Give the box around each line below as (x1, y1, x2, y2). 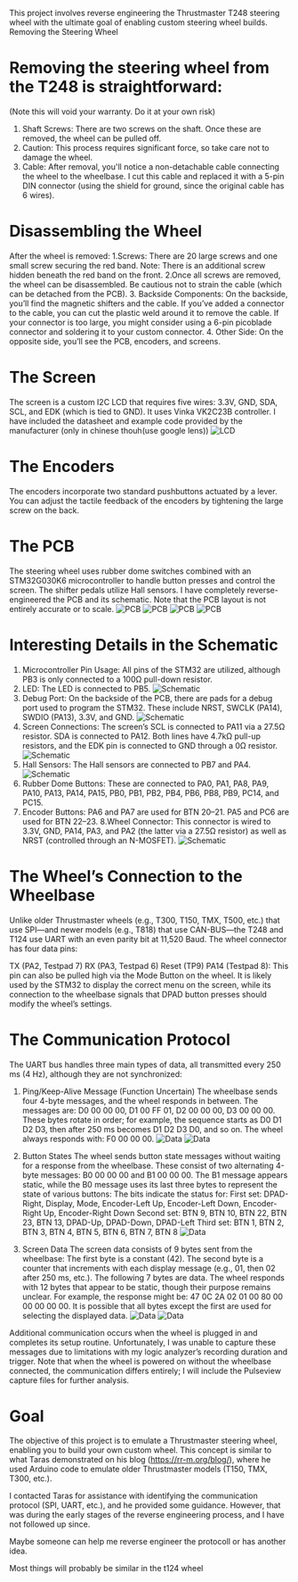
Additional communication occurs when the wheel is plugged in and (9, 1327, 258, 1338)
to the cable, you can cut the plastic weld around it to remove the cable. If (9, 307, 279, 318)
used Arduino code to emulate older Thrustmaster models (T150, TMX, (9, 1463, 269, 1475)
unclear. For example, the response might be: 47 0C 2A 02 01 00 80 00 (21, 1291, 283, 1302)
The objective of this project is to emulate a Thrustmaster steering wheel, (9, 1436, 278, 1446)
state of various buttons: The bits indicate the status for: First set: (21, 1189, 262, 1199)
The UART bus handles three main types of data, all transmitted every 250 (9, 1059, 282, 1070)
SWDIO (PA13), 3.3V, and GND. (21, 711, 135, 722)
